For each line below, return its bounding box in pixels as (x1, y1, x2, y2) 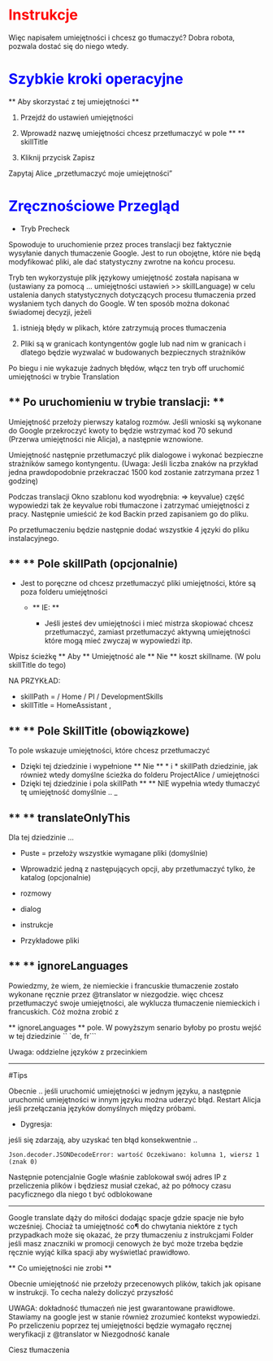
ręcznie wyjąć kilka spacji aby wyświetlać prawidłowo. (8, 1247, 191, 1257)
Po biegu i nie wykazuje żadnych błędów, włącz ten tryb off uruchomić (8, 363, 245, 373)
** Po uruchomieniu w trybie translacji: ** (8, 395, 225, 409)
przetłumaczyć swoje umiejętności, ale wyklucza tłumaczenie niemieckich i (8, 998, 260, 1008)
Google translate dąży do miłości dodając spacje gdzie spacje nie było (8, 1212, 245, 1222)
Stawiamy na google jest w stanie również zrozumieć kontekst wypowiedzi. (8, 1311, 261, 1321)
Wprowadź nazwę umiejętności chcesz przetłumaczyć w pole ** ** (19, 128, 245, 137)
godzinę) (8, 476, 39, 486)
